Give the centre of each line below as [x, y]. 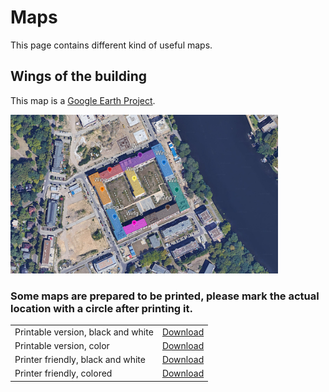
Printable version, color [62, 345]
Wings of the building [79, 76]
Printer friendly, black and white [80, 360]
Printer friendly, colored [63, 373]
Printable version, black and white [84, 332]
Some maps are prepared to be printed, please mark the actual [165, 296]
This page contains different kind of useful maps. [111, 45]
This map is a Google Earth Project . [83, 100]
